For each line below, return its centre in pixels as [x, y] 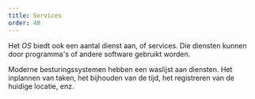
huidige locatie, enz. [41, 86]
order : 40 [25, 23]
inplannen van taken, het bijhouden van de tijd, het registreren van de [122, 78]
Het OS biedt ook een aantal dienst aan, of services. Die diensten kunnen [127, 45]
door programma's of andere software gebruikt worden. [99, 54]
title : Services [35, 15]
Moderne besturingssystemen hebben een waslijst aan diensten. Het [120, 69]
